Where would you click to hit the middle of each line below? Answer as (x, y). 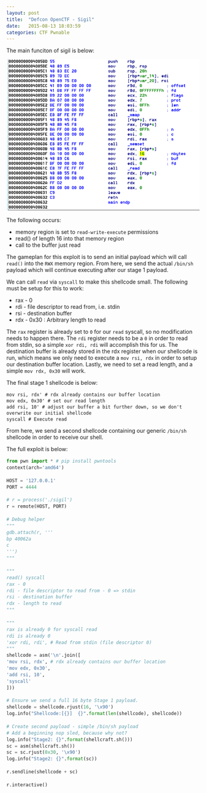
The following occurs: (34, 220)
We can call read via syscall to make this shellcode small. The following (97, 282)
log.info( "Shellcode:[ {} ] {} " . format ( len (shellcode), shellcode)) (94, 714)
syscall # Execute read (37, 420)
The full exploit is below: (37, 449)
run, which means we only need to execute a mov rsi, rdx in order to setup (102, 358)
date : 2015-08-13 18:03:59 (44, 26)
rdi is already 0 (29, 636)
